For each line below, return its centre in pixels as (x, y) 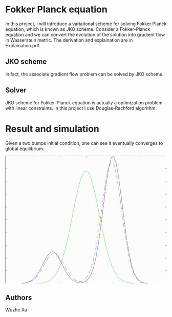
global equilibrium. (25, 148)
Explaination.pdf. (23, 45)
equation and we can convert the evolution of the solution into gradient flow (85, 34)
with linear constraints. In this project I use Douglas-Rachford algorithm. (81, 108)
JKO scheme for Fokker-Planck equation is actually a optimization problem (84, 102)
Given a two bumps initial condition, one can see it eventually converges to (84, 143)
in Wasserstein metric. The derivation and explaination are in (69, 40)
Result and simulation (52, 129)
